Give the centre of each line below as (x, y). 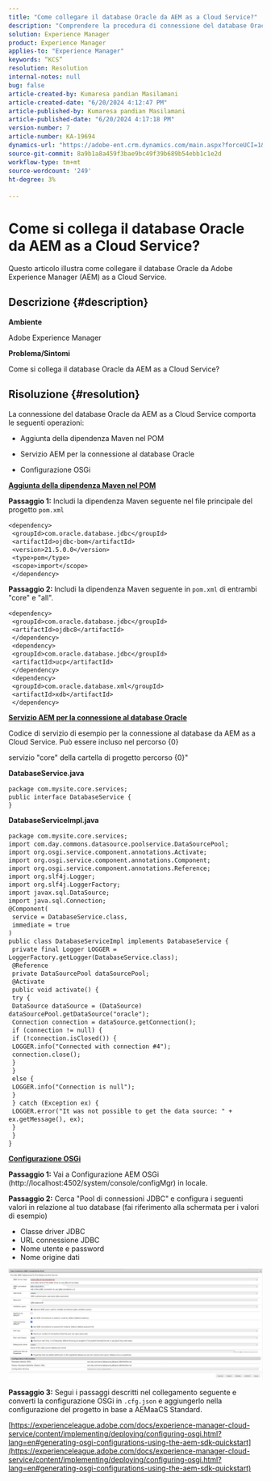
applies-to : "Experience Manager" (67, 51)
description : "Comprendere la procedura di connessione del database (128, 25)
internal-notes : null (45, 77)
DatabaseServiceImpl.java (54, 820)
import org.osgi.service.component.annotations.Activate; (108, 852)
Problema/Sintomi (40, 353)
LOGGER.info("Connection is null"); (73, 1087)
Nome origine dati (50, 1257)
